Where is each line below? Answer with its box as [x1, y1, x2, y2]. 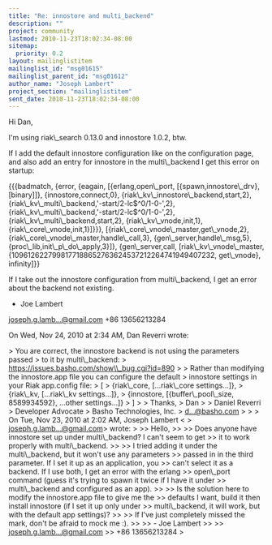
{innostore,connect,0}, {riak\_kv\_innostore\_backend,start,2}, [44, 190, 252, 200]
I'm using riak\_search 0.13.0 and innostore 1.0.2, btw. [8, 133, 187, 143]
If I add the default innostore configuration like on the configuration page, [8, 148, 254, 158]
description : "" [8, 19, 63, 28]
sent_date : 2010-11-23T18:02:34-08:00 [8, 95, 140, 103]
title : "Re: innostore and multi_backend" [8, 11, 154, 20]
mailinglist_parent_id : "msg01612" [8, 72, 129, 80]
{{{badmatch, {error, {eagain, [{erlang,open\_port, [8, 182, 175, 191]
